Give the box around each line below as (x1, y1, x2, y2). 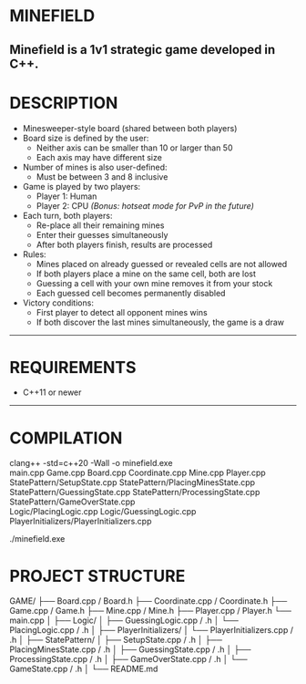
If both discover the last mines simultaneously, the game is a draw (36, 316, 285, 327)
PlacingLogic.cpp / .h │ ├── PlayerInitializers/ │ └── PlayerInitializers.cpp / (9, 625, 294, 636)
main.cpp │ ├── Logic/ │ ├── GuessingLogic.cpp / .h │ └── (9, 615, 239, 626)
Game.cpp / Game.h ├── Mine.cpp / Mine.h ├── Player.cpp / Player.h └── (9, 606, 291, 617)
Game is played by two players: (22, 181, 141, 192)
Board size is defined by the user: (22, 132, 149, 143)
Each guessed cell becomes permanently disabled (36, 287, 226, 298)
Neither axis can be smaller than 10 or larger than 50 (36, 142, 233, 153)
